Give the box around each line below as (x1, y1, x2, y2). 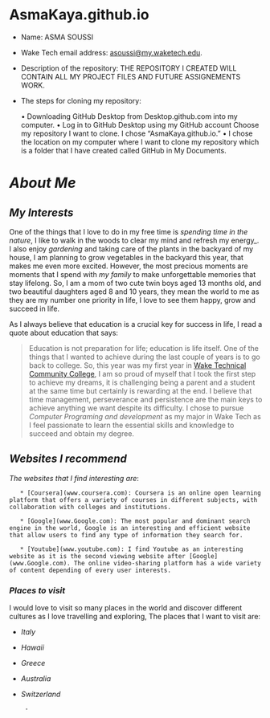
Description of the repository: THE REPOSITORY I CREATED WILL (20, 63, 237, 73)
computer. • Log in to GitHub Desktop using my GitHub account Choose (20, 120, 260, 129)
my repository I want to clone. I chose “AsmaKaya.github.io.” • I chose (20, 129, 253, 138)
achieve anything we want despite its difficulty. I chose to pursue (28, 403, 244, 413)
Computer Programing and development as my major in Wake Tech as (28, 411, 262, 421)
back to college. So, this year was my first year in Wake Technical (28, 360, 247, 370)
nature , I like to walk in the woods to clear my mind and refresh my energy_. (9, 235, 260, 245)
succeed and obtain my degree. (28, 428, 135, 439)
